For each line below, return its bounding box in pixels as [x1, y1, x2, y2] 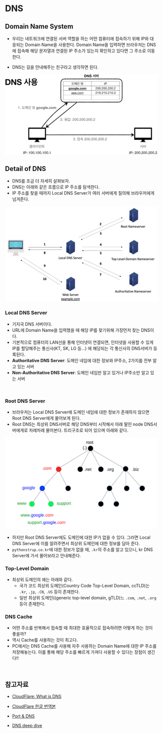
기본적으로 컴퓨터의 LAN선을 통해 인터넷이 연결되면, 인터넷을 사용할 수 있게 [12, 339, 154, 345]
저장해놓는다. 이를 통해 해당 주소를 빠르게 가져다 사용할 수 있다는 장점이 [12, 649, 147, 655]
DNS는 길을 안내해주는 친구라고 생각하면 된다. [12, 64, 99, 70]
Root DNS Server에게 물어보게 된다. [12, 416, 81, 421]
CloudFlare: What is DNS [12, 694, 62, 700]
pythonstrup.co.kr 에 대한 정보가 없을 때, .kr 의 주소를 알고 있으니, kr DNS [12, 547, 153, 552]
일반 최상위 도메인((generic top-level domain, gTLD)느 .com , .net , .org [19, 595, 157, 600]
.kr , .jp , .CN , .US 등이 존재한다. [19, 588, 80, 595]
